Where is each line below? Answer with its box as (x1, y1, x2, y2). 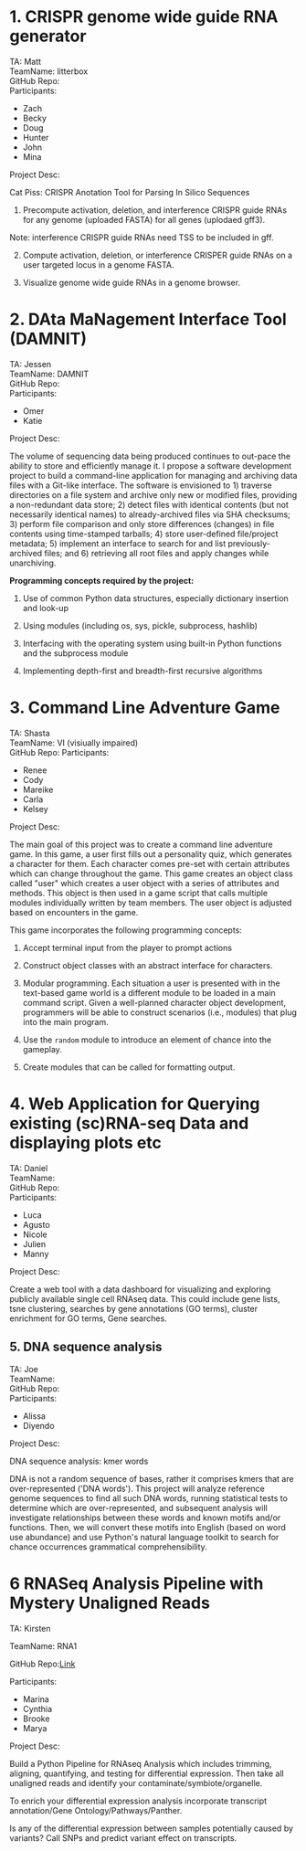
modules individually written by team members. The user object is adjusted (9, 897, 292, 908)
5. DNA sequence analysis (9, 1339, 163, 1355)
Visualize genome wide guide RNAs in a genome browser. (22, 277, 240, 288)
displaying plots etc (9, 1133, 163, 1153)
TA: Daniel (9, 1162, 48, 1173)
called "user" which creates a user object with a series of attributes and (9, 877, 280, 888)
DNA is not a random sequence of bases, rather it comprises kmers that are (9, 1473, 294, 1484)
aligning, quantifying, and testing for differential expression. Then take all (9, 1768, 285, 1779)
